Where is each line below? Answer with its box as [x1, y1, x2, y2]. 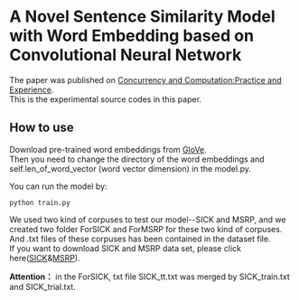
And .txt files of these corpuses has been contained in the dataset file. [9, 233, 271, 244]
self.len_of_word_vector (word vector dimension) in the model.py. [9, 163, 251, 173]
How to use [9, 120, 74, 136]
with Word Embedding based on [9, 25, 255, 46]
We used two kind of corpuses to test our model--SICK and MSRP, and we [9, 214, 286, 225]
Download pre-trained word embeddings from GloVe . [9, 144, 208, 155]
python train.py [9, 198, 70, 207]
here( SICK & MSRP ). [9, 252, 80, 263]
